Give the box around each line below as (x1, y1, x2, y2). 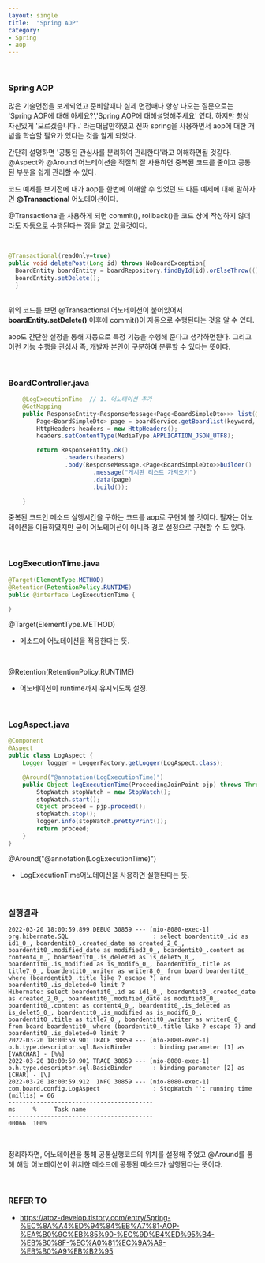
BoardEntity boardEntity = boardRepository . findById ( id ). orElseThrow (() (15, 267, 259, 275)
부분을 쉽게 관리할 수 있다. (16, 168, 97, 177)
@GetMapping (22, 403, 62, 410)
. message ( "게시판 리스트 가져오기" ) (92, 468, 197, 476)
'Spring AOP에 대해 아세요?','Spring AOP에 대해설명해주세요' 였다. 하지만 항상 (8, 112, 250, 121)
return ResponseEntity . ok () (36, 446, 129, 455)
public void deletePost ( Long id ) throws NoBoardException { (8, 259, 207, 267)
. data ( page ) (92, 475, 132, 483)
